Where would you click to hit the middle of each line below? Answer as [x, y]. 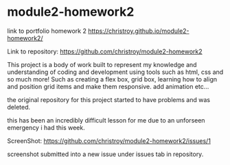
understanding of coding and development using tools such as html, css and [115, 72]
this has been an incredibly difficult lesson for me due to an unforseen [106, 120]
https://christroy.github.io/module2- [139, 31]
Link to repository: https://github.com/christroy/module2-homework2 [105, 51]
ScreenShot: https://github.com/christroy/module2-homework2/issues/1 [109, 140]
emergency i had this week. [46, 127]
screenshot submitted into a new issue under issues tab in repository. [105, 154]
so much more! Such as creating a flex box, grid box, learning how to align [112, 79]
